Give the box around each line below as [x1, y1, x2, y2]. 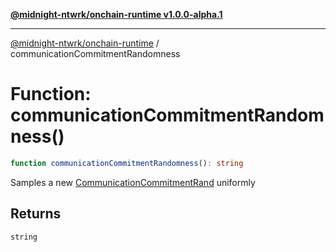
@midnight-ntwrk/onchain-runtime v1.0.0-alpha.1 [10, 9, 223, 20]
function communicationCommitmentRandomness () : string [10, 158, 244, 168]
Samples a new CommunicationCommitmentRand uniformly [10, 176, 256, 188]
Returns [10, 205, 62, 223]
